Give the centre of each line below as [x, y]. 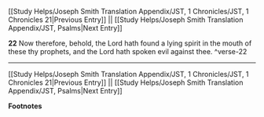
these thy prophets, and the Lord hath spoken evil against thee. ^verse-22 [128, 51]
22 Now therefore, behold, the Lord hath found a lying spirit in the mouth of [130, 43]
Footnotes [25, 106]
